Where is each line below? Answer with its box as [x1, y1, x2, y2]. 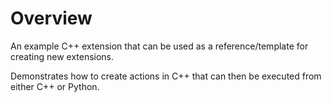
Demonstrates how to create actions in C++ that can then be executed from [10, 70, 322, 82]
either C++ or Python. [10, 80, 100, 92]
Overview [10, 7, 93, 30]
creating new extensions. [10, 50, 115, 62]
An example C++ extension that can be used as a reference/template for [10, 40, 309, 52]
